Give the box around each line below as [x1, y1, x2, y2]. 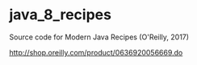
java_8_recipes [9, 6, 112, 24]
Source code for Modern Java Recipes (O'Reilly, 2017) [9, 32, 189, 42]
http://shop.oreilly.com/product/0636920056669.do [9, 47, 183, 57]
